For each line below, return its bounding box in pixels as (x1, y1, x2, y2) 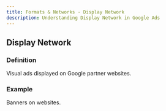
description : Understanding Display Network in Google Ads (6, 15, 160, 21)
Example (6, 85, 33, 94)
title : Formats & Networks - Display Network (6, 9, 124, 15)
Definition (6, 56, 37, 64)
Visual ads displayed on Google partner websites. (6, 70, 132, 77)
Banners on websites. (6, 99, 61, 106)
